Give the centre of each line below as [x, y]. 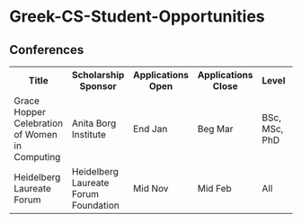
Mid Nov [151, 188]
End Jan [151, 129]
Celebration [39, 123]
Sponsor [98, 86]
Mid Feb [214, 188]
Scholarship [98, 75]
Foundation [95, 205]
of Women [36, 134]
